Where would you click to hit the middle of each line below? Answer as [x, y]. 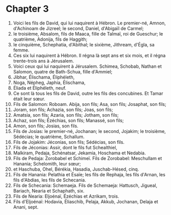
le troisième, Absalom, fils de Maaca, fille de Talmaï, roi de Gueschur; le [88, 34]
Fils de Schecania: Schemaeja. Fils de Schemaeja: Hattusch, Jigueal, [85, 185]
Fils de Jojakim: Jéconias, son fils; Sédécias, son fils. [69, 142]
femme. [21, 50]
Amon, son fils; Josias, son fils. [46, 126]
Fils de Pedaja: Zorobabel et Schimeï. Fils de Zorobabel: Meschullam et [88, 158]
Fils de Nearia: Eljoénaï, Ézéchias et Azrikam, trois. [66, 196]
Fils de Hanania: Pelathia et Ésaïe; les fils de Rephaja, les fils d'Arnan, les [89, 174]
